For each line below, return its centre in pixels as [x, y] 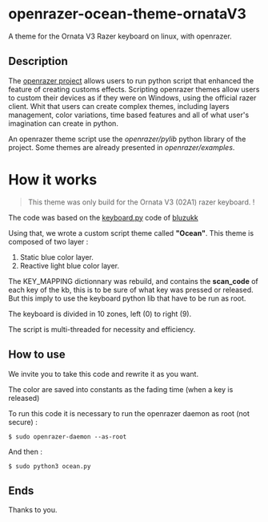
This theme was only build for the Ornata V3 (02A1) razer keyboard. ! [141, 202]
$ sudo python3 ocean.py [50, 466]
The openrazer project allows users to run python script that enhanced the [131, 80]
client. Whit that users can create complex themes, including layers [119, 106]
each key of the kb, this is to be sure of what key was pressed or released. [131, 289]
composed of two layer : [48, 241]
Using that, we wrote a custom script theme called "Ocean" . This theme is [131, 233]
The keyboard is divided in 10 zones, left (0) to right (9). [100, 314]
